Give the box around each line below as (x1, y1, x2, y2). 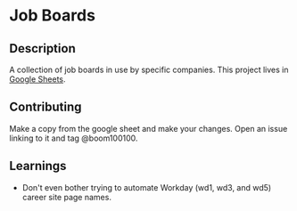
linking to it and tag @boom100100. (9, 133, 138, 143)
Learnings (9, 158, 67, 174)
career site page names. (21, 191, 111, 202)
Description (9, 41, 76, 56)
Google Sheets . (9, 74, 66, 85)
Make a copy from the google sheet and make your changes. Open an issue (9, 123, 288, 134)
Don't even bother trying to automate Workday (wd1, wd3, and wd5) (21, 182, 272, 192)
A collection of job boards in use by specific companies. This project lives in (9, 64, 289, 75)
